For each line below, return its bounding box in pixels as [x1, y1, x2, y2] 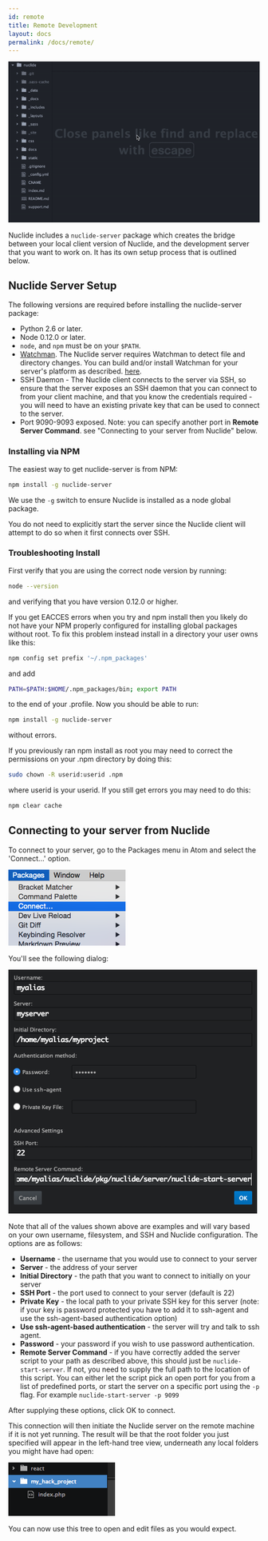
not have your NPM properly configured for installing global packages [8, 621, 238, 630]
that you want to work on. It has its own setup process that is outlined [8, 247, 237, 257]
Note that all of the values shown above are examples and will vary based [8, 1221, 250, 1231]
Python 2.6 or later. [19, 324, 83, 333]
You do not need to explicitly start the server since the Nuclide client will [8, 519, 246, 529]
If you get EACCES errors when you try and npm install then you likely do [8, 612, 248, 621]
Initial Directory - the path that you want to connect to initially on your [19, 1271, 251, 1280]
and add [8, 669, 36, 678]
